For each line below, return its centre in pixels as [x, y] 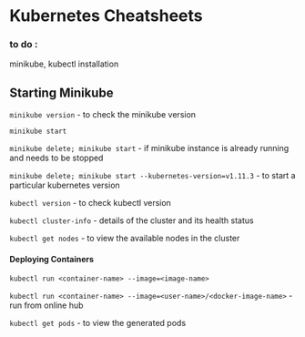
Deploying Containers [51, 259]
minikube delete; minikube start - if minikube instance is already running [149, 148]
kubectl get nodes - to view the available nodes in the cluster [125, 239]
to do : [24, 45]
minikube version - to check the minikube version [103, 115]
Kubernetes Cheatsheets [106, 16]
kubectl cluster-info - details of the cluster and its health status [132, 220]
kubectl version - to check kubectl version [90, 203]
